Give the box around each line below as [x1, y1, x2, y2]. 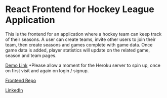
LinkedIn [5, 87, 23, 93]
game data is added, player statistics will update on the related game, [5, 47, 150, 53]
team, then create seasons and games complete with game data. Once [5, 41, 153, 47]
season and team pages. [5, 52, 57, 59]
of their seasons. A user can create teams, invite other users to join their [5, 36, 156, 42]
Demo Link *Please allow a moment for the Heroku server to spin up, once [5, 62, 161, 68]
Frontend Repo [5, 77, 36, 83]
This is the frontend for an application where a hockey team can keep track [5, 31, 162, 37]
